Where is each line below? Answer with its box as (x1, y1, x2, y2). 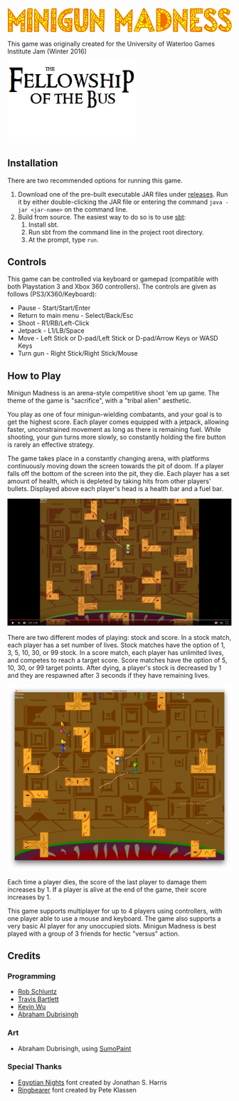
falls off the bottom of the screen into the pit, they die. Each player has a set (7, 470, 230, 478)
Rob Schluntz (17, 988, 58, 996)
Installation (7, 157, 58, 170)
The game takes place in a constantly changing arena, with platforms (7, 454, 210, 463)
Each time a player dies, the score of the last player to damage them (7, 877, 208, 886)
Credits (7, 949, 41, 962)
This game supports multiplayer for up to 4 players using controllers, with (7, 906, 223, 915)
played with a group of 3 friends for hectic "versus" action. (7, 929, 180, 938)
